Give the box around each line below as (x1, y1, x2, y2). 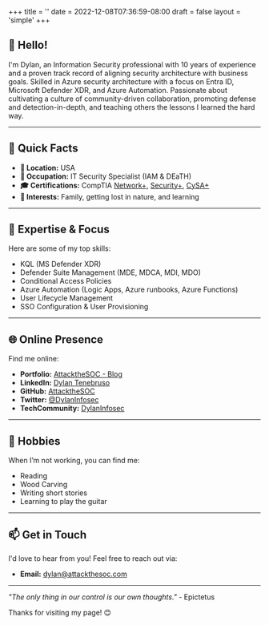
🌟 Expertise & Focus (8, 223, 110, 236)
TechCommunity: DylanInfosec (19, 404, 125, 413)
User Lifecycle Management (19, 293, 114, 303)
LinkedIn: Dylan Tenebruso (19, 378, 110, 388)
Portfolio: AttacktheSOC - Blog (19, 369, 122, 379)
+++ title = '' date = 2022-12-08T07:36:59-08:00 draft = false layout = (8, 7, 241, 16)
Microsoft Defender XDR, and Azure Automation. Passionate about (8, 85, 228, 95)
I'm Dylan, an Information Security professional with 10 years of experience (8, 59, 256, 69)
